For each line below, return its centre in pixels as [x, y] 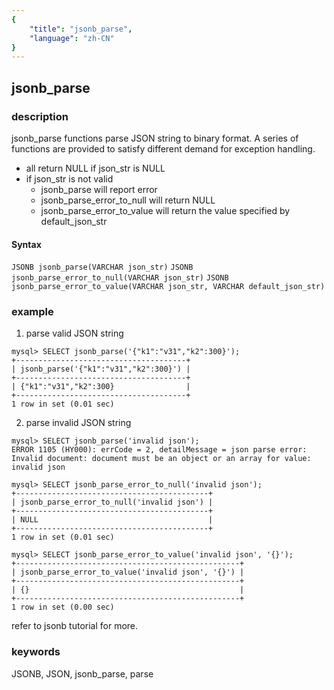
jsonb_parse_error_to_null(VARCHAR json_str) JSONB [120, 278]
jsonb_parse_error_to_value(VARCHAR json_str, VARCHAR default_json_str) [168, 287]
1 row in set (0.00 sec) [63, 607]
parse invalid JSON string [78, 423]
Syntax [26, 244]
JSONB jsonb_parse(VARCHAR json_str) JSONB [102, 267]
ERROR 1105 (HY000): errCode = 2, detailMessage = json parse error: [159, 450]
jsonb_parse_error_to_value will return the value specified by [165, 210]
